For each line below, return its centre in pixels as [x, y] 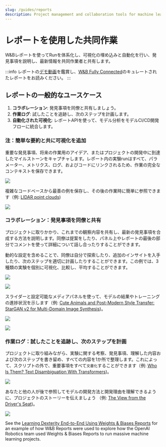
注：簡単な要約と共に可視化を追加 [46, 141]
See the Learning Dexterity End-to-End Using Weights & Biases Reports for [82, 423]
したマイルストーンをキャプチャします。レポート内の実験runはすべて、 [77, 159]
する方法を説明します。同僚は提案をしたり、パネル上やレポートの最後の [83, 238]
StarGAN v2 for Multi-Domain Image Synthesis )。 [55, 309]
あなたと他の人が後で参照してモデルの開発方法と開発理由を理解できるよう [81, 391]
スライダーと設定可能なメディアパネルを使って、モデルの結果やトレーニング [83, 296]
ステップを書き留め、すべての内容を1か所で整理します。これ [83, 359]
